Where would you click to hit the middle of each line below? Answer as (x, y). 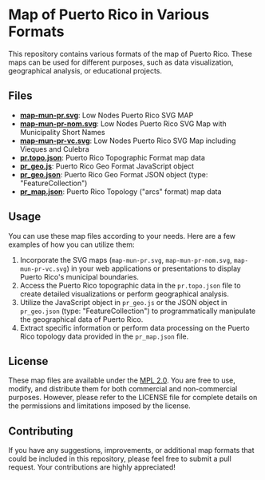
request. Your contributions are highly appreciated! (92, 467)
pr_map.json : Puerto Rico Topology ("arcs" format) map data (121, 191)
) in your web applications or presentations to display (154, 268)
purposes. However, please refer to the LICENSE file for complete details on (133, 398)
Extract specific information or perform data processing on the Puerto (134, 327)
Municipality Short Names (62, 132)
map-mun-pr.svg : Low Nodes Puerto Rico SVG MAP (107, 115)
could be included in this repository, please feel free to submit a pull (120, 459)
